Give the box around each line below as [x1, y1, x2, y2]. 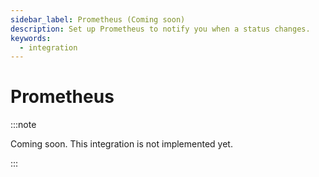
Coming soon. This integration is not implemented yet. [10, 138, 233, 150]
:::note [10, 119, 37, 131]
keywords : [10, 33, 52, 43]
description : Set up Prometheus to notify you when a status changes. [10, 24, 311, 34]
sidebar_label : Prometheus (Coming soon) [10, 14, 186, 25]
